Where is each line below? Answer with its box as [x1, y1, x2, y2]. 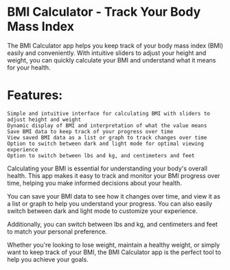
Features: [7, 87, 63, 103]
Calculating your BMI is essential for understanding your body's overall [7, 164, 208, 172]
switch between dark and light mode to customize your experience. [7, 207, 198, 215]
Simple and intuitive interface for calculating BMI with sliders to [7, 110, 211, 117]
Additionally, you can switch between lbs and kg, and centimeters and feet [7, 220, 218, 228]
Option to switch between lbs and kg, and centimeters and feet [7, 152, 195, 159]
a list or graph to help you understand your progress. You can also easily [7, 199, 213, 207]
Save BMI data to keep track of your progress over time [7, 128, 174, 135]
